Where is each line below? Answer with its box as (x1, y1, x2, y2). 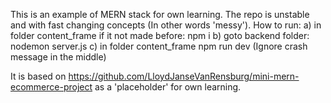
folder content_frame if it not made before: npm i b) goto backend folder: (10, 30, 310, 41)
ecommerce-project (10, 81, 93, 93)
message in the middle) (10, 51, 107, 63)
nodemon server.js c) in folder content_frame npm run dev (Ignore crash (10, 40, 308, 52)
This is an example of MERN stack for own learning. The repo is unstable (10, 9, 310, 20)
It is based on (10, 70, 67, 82)
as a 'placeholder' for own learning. (94, 81, 242, 93)
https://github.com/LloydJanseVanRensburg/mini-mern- (68, 70, 300, 82)
